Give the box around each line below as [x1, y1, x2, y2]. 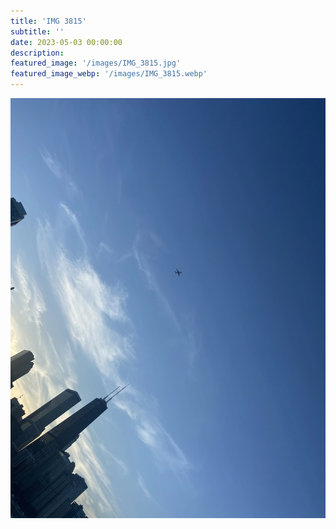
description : [10, 48, 65, 58]
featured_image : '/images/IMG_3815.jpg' [10, 58, 182, 69]
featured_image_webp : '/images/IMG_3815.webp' [10, 69, 208, 79]
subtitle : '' [10, 26, 65, 37]
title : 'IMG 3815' [10, 16, 87, 26]
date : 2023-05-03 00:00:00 [10, 37, 123, 47]
